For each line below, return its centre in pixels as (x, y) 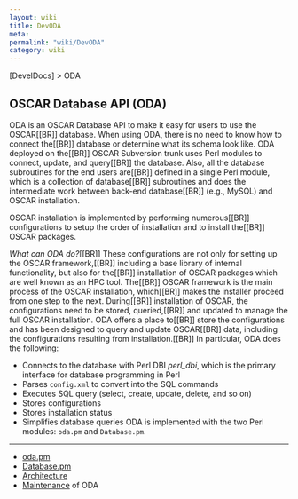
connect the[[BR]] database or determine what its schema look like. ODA (142, 144)
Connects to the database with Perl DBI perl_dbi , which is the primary (149, 365)
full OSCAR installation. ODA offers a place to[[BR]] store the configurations (147, 320)
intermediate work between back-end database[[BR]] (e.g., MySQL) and (141, 191)
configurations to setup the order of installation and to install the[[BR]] (137, 226)
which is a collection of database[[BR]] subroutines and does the (128, 181)
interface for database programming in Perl (101, 375)
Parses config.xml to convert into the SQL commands (120, 384)
